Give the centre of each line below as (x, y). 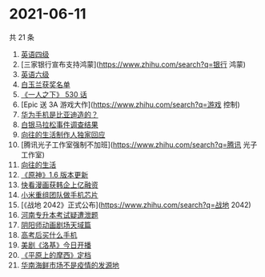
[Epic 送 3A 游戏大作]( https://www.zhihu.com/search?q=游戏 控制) (130, 104)
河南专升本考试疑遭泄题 (59, 214)
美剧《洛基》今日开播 (56, 245)
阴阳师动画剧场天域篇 (56, 225)
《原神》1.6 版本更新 (54, 174)
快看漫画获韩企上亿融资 (59, 185)
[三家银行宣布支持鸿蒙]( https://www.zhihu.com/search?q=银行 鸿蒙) (133, 64)
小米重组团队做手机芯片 (59, 194)
